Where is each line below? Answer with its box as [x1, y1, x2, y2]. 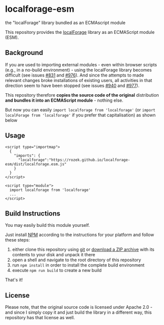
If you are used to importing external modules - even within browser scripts [5, 61, 157, 67]
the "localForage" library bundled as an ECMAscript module [5, 20, 126, 26]
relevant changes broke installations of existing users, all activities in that [5, 77, 153, 83]
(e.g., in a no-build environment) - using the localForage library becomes [5, 67, 152, 73]
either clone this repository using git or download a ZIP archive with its [12, 246, 155, 252]
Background [5, 49, 43, 57]
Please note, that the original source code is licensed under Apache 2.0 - [5, 304, 153, 310]
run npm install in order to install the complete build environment [12, 262, 145, 268]
